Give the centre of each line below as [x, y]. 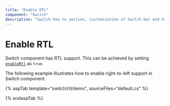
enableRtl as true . [25, 64]
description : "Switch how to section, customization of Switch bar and [82, 19]
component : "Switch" [27, 15]
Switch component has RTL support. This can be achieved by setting [77, 58]
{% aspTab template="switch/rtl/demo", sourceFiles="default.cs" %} [77, 88]
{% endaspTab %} [24, 98]
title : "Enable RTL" [27, 10]
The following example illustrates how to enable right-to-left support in [79, 73]
